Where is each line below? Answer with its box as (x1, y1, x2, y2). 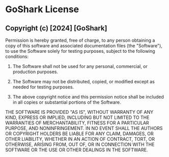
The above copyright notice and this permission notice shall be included (12, 94, 164, 100)
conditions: (5, 53, 29, 59)
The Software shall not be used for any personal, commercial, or (12, 64, 148, 69)
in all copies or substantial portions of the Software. (12, 99, 121, 105)
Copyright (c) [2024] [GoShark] (5, 24, 107, 33)
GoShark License (5, 4, 79, 15)
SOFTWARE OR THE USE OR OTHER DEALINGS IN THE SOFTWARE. (5, 147, 148, 153)
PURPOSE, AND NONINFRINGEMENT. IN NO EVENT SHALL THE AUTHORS (5, 125, 163, 131)
